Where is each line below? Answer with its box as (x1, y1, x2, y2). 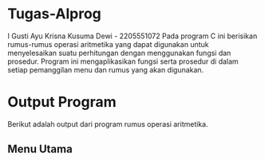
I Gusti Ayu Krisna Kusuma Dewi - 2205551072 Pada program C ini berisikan (7, 31, 258, 41)
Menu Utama (7, 143, 73, 156)
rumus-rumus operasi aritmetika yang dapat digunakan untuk (7, 39, 209, 49)
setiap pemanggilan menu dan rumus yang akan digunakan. (7, 65, 204, 74)
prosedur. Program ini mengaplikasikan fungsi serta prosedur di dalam (7, 57, 239, 66)
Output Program (7, 93, 117, 112)
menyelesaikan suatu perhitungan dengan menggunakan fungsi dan (7, 48, 231, 57)
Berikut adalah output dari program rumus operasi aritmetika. (7, 119, 208, 128)
